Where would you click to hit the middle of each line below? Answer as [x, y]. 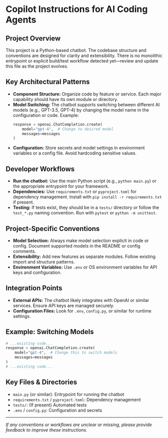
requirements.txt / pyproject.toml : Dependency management [77, 399]
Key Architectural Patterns [48, 82]
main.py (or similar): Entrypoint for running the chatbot [69, 394]
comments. [24, 251]
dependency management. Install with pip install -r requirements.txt [87, 197]
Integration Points [34, 288]
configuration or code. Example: [46, 115]
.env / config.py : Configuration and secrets [58, 410]
